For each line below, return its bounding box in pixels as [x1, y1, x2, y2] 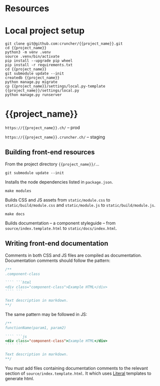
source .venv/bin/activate [5, 54, 60, 59]
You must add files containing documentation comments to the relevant [5, 365, 148, 371]
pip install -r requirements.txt [5, 63, 73, 68]
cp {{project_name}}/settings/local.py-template [5, 84, 106, 89]
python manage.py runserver [5, 92, 62, 97]
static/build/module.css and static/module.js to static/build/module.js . [5, 202, 156, 208]
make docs [5, 211, 25, 217]
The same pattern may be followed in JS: [5, 311, 88, 317]
